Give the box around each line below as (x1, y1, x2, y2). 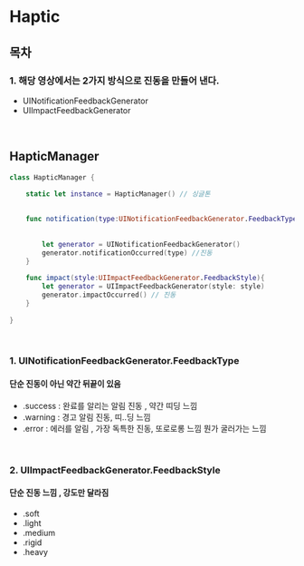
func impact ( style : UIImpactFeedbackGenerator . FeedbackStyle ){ (25, 274, 265, 283)
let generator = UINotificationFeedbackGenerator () (42, 239, 242, 249)
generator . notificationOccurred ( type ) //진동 (42, 248, 213, 258)
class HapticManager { (9, 172, 95, 182)
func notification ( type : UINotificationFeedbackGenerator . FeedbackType (25, 215, 298, 224)
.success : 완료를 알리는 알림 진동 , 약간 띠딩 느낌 (22, 400, 198, 411)
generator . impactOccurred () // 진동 (42, 290, 176, 300)
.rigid (22, 537, 43, 548)
